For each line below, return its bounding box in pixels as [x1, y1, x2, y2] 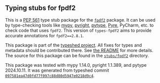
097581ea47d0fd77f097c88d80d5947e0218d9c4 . [5, 72, 95, 78]
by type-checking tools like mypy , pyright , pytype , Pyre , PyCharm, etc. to [5, 22, 154, 28]
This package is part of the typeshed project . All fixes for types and [5, 42, 142, 48]
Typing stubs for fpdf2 [5, 4, 76, 12]
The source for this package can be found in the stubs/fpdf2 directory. [5, 53, 149, 58]
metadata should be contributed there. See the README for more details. [5, 47, 154, 53]
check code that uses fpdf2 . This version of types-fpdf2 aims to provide [5, 27, 152, 33]
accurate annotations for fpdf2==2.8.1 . [5, 32, 84, 38]
